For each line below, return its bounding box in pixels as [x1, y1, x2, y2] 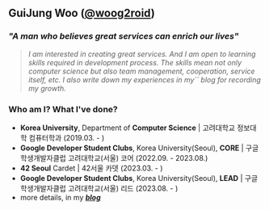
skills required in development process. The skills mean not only [27, 57, 242, 67]
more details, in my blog [19, 192, 101, 202]
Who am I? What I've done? [8, 103, 119, 115]
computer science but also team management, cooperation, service [27, 66, 256, 76]
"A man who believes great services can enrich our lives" [8, 31, 239, 42]
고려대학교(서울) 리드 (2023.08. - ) [67, 183, 179, 193]
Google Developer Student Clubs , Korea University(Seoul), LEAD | [19, 173, 243, 183]
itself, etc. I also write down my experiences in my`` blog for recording [27, 74, 261, 84]
